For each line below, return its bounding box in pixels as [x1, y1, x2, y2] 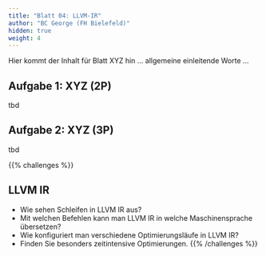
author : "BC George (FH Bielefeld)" [8, 19, 130, 27]
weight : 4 [8, 34, 42, 42]
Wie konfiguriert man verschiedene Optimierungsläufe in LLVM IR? [19, 230, 240, 240]
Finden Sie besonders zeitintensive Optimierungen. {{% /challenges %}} [19, 238, 258, 248]
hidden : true [8, 26, 52, 34]
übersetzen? [19, 222, 62, 231]
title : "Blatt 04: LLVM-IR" [8, 11, 102, 20]
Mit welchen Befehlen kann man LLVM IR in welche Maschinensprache [19, 213, 253, 222]
